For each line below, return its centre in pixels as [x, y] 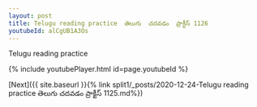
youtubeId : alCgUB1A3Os [49, 31]
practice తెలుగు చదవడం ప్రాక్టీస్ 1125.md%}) [76, 93]
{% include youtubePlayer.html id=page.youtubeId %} [99, 69]
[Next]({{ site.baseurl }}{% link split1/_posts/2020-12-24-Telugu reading [128, 84]
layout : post [30, 16]
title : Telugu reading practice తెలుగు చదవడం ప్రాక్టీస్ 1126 [108, 23]
